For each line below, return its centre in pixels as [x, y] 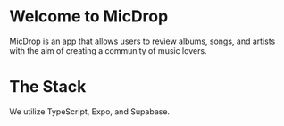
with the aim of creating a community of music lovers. [108, 50]
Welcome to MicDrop [89, 17]
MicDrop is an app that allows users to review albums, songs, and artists [142, 41]
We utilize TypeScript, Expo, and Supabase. [90, 111]
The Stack [48, 87]
